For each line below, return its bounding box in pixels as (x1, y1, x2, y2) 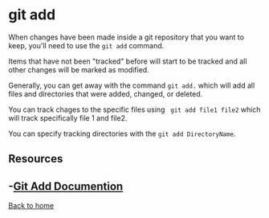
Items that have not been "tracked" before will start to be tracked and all (8, 56, 247, 66)
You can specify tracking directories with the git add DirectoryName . (8, 129, 236, 138)
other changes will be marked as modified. (8, 64, 150, 74)
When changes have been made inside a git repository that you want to (8, 32, 245, 42)
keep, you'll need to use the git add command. (8, 40, 165, 50)
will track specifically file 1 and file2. (8, 113, 128, 122)
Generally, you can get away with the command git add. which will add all (8, 80, 255, 90)
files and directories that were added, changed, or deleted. (8, 88, 203, 98)
